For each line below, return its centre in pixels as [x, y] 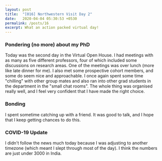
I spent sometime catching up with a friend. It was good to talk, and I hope [80, 114]
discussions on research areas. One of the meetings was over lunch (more [80, 66]
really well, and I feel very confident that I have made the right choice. [75, 91]
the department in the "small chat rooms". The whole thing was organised [79, 86]
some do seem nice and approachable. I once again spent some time [74, 76]
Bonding [15, 104]
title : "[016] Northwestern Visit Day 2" [49, 14]
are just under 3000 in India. [33, 153]
